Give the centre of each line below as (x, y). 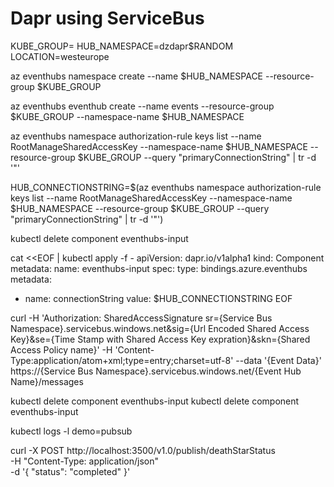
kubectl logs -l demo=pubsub (71, 431)
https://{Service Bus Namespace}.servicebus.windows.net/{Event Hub (156, 371)
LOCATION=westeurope (60, 56)
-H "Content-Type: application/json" (84, 461)
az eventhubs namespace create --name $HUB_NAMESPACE (137, 76)
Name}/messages (47, 381)
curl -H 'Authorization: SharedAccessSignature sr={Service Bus (141, 318)
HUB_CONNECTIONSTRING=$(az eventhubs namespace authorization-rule (166, 187)
